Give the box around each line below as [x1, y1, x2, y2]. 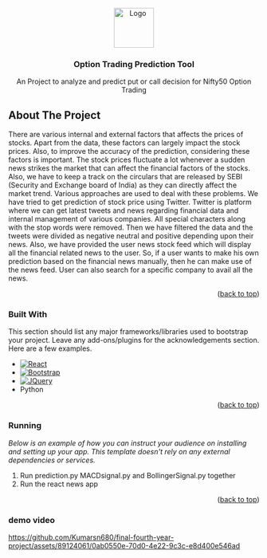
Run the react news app [19, 479, 98, 489]
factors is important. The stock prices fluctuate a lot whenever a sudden [8, 155, 245, 165]
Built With [8, 309, 48, 320]
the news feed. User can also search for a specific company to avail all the [8, 265, 253, 275]
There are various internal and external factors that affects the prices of [8, 130, 244, 139]
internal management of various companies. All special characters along [8, 214, 245, 224]
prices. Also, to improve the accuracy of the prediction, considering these [8, 147, 250, 156]
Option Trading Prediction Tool [73, 58, 195, 69]
